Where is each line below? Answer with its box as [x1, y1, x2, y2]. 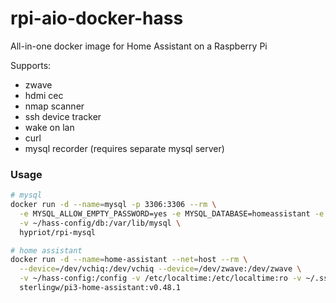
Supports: [10, 59, 52, 71]
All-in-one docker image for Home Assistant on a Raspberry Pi [10, 40, 268, 52]
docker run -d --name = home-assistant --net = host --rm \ [10, 255, 248, 265]
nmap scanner [24, 100, 85, 112]
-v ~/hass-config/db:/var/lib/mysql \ [19, 218, 182, 228]
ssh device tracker [24, 110, 102, 122]
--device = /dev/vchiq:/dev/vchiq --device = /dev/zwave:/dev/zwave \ [19, 264, 302, 274]
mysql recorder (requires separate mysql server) [24, 142, 225, 154]
